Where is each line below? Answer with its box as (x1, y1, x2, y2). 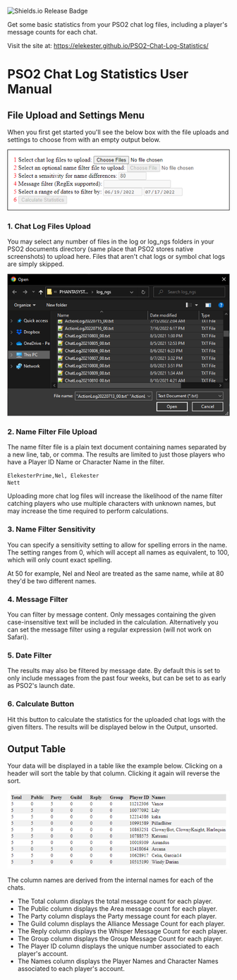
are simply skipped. (7, 260, 65, 268)
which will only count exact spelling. (7, 555, 113, 564)
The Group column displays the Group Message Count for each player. (17, 934, 224, 943)
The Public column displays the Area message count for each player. (17, 904, 217, 913)
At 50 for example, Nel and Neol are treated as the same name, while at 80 (7, 569, 224, 578)
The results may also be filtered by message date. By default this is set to (7, 667, 221, 675)
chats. (7, 883, 26, 892)
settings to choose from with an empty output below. (7, 135, 161, 144)
